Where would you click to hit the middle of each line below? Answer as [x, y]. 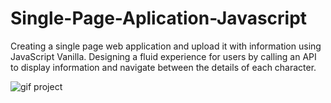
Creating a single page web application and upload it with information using [166, 46]
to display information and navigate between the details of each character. [163, 67]
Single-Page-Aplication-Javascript [159, 18]
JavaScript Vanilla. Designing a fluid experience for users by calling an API [163, 56]
